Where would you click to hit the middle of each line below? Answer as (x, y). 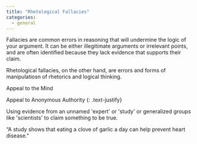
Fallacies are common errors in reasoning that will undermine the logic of (96, 40)
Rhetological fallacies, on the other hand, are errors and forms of (86, 71)
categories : (21, 17)
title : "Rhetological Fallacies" (48, 12)
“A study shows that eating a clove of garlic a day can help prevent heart (96, 130)
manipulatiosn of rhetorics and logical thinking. (64, 77)
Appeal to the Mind (30, 88)
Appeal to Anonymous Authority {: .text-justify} (64, 100)
